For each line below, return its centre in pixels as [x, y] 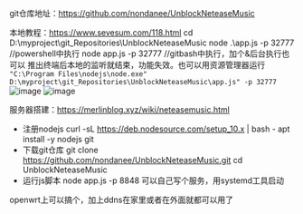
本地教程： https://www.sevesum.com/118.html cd [101, 33]
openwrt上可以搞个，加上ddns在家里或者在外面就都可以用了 [121, 199]
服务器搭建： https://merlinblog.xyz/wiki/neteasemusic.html [120, 110]
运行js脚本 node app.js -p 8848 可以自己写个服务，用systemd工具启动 [153, 180]
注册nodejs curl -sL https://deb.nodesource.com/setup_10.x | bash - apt [156, 129]
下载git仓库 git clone [61, 150]
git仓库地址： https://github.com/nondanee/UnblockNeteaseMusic [132, 13]
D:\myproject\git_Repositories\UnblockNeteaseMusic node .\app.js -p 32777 [152, 43]
